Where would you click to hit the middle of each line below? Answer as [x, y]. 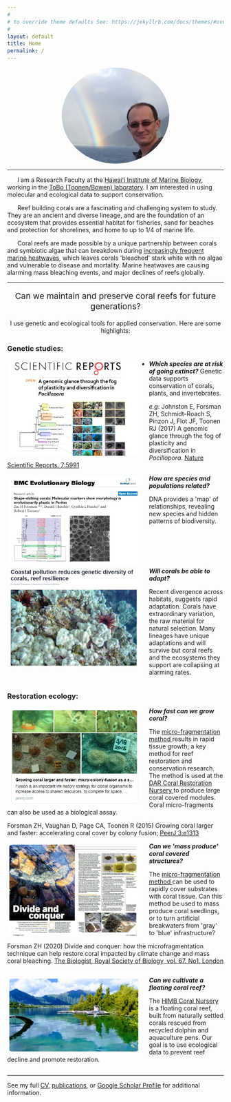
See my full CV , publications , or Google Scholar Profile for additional [104, 1085]
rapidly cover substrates [183, 889]
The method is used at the [186, 776]
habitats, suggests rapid [183, 599]
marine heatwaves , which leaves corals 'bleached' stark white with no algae [115, 258]
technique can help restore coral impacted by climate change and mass [108, 954]
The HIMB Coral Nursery [184, 1001]
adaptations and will [177, 643]
